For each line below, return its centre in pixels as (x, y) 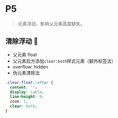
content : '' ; (24, 87)
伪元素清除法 (26, 73)
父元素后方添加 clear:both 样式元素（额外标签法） (64, 61)
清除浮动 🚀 (22, 41)
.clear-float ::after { (29, 82)
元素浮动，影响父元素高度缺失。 (51, 23)
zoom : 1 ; (19, 102)
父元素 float (25, 55)
